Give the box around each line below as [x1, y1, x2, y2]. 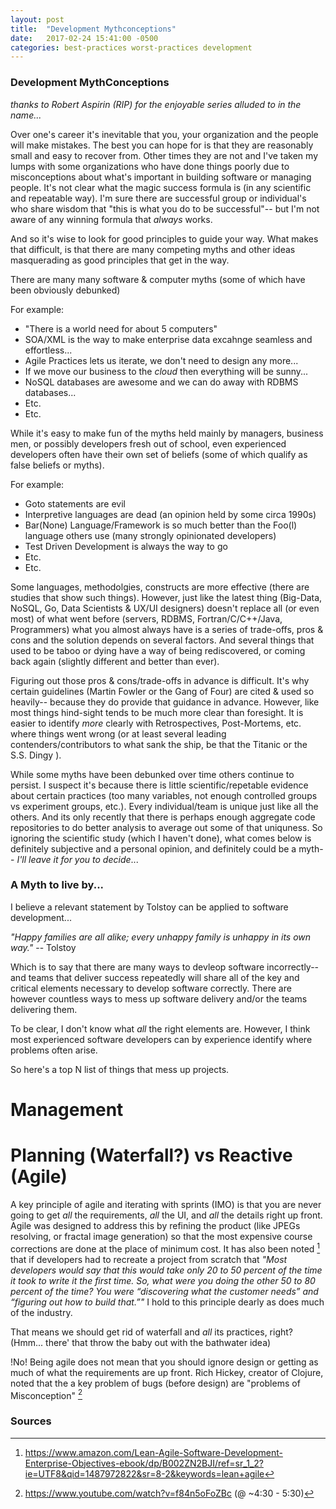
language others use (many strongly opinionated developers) [24, 529, 277, 541]
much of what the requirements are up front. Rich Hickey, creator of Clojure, [10, 1366, 324, 1378]
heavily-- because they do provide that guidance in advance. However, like [10, 696, 320, 708]
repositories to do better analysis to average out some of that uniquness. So [10, 821, 323, 833]
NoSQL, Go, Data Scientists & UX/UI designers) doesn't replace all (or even [10, 602, 320, 614]
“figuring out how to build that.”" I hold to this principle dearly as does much [10, 1296, 325, 1308]
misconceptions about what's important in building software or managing [10, 171, 312, 183]
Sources [10, 1414, 52, 1428]
